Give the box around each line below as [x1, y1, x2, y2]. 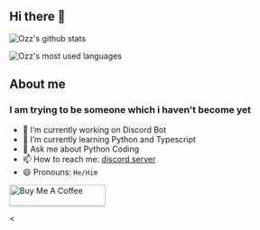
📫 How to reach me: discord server [22, 153, 156, 164]
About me [9, 77, 66, 92]
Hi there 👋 [9, 9, 66, 24]
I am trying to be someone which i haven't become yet [9, 104, 251, 116]
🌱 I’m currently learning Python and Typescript [22, 133, 197, 144]
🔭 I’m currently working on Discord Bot [22, 124, 167, 135]
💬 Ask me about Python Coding [22, 143, 140, 154]
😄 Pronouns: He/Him [22, 166, 98, 177]
